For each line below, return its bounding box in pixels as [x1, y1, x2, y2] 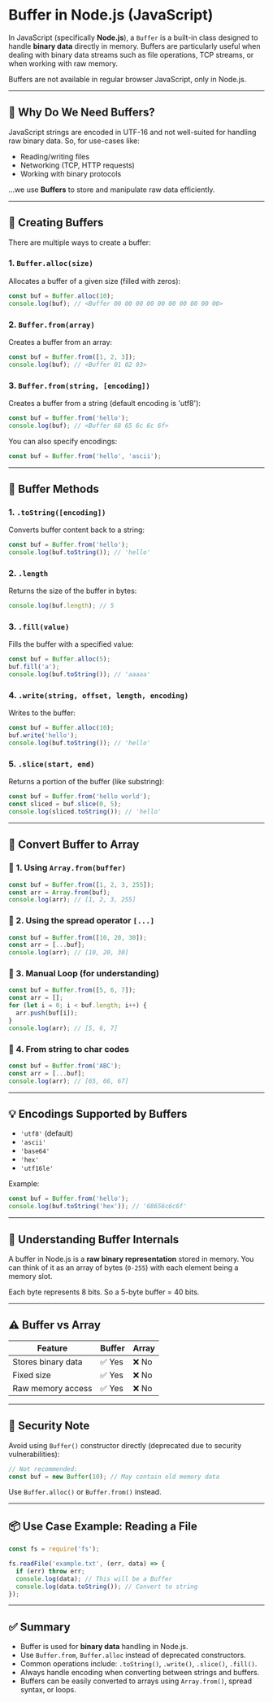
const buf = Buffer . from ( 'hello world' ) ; [8, 792, 151, 801]
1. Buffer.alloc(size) [8, 258, 93, 269]
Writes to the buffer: [8, 708, 76, 718]
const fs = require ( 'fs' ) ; [8, 1545, 100, 1553]
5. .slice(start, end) [8, 758, 95, 770]
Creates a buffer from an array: [8, 337, 112, 347]
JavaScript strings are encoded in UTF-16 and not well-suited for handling [8, 127, 257, 137]
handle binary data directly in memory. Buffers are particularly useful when [8, 41, 261, 50]
